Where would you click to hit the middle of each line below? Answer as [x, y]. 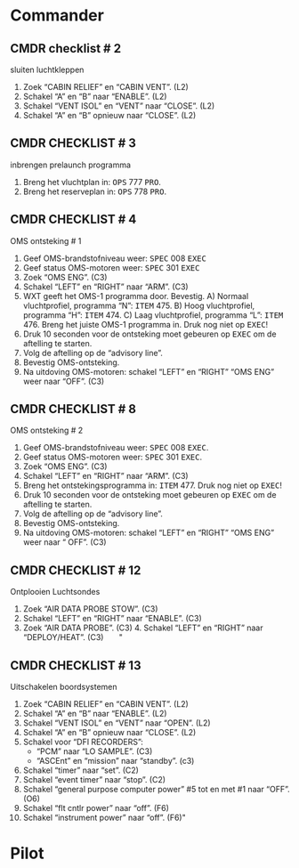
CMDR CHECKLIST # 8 [73, 409]
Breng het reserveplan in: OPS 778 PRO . [95, 191]
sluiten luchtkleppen [47, 69]
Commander [57, 16]
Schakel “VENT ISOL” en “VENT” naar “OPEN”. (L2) [117, 723]
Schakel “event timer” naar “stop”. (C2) [94, 780]
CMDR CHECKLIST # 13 [76, 665]
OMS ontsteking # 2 [47, 430]
